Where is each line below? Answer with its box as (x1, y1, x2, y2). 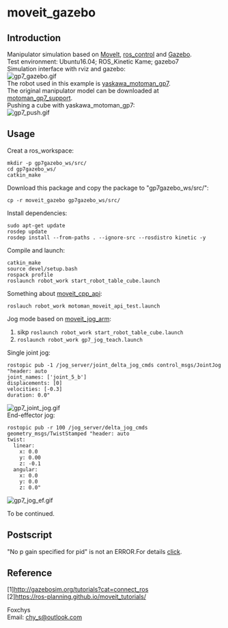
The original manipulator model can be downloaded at (7, 87, 159, 95)
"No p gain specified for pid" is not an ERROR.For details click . (7, 547, 182, 555)
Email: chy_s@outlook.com (7, 613, 83, 621)
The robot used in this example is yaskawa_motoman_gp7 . (7, 79, 171, 87)
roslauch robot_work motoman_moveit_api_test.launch (7, 303, 160, 310)
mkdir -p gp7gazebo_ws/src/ (7, 160, 87, 166)
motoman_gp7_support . (7, 94, 73, 102)
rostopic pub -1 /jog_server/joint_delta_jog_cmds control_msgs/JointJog (7, 362, 222, 368)
